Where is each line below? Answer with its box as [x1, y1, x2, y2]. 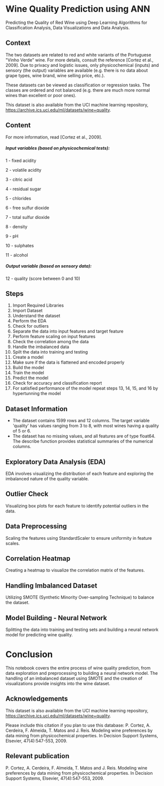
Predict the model [12, 375, 49, 381]
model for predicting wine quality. [5, 632, 73, 637]
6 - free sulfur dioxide [5, 205, 50, 211]
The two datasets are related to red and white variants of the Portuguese [5, 52, 151, 58]
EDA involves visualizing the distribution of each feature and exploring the [5, 471, 154, 476]
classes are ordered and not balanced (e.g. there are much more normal [5, 87, 150, 93]
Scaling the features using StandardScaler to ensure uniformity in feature [5, 535, 152, 541]
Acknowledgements [5, 695, 68, 703]
